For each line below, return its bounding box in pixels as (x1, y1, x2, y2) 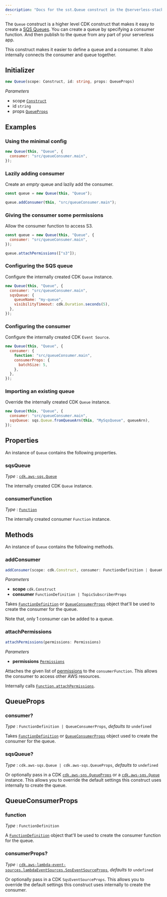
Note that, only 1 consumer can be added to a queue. (5, 616, 114, 622)
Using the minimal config (5, 138, 67, 145)
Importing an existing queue (5, 388, 75, 395)
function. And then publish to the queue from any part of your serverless (5, 31, 154, 37)
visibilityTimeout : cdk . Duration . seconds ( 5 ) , (14, 302, 110, 307)
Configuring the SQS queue (5, 262, 73, 269)
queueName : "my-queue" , (14, 297, 64, 302)
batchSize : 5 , (18, 362, 48, 367)
